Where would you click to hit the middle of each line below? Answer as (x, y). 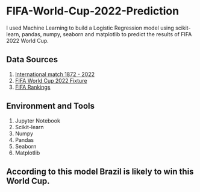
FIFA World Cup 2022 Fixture (51, 80)
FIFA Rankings (33, 87)
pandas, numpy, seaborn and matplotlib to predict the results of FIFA (107, 34)
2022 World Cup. (28, 40)
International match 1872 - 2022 (55, 74)
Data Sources (32, 59)
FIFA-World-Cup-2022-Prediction (93, 11)
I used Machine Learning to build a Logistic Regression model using (90, 28)
